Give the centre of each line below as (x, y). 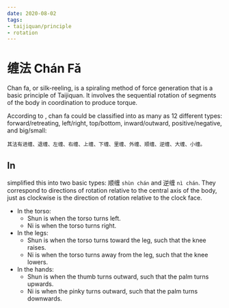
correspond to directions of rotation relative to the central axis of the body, (112, 190)
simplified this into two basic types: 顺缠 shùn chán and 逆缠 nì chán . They (112, 183)
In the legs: (33, 233)
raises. (37, 247)
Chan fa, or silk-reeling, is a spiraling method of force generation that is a (110, 88)
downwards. (45, 298)
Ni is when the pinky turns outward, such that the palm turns (112, 291)
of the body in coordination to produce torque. (72, 103)
